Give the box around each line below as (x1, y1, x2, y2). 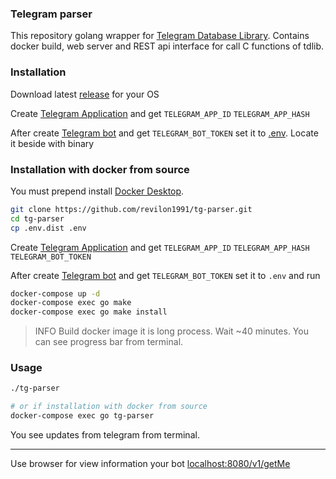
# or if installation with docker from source (10, 402, 208, 412)
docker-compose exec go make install (10, 307, 168, 317)
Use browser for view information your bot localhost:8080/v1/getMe (10, 458, 291, 470)
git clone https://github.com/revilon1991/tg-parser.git (10, 204, 253, 214)
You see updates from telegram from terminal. (10, 429, 200, 441)
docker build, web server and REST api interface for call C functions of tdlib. (10, 40, 325, 52)
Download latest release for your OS (10, 88, 160, 100)
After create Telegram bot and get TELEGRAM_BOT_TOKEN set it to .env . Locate (10, 127, 319, 139)
